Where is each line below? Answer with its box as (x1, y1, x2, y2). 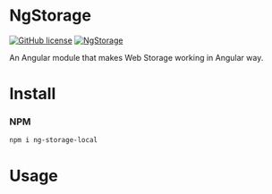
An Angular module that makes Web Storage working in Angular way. (9, 52, 264, 63)
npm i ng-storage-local (9, 136, 98, 145)
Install (9, 84, 56, 104)
